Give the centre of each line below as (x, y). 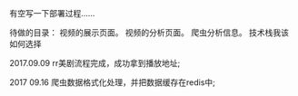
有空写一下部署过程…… (52, 13)
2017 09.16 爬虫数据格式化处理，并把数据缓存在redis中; (112, 82)
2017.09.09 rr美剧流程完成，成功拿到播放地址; (95, 63)
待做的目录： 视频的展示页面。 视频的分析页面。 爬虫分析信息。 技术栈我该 (149, 33)
